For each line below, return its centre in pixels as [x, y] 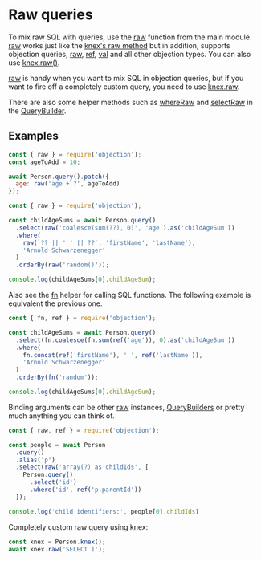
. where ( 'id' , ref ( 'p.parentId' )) [86, 490]
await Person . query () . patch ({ [59, 177]
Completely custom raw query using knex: [78, 526]
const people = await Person [57, 445]
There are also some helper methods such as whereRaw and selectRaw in [130, 102]
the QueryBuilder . [37, 111]
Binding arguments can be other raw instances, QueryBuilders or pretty [126, 407]
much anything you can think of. [61, 416]
